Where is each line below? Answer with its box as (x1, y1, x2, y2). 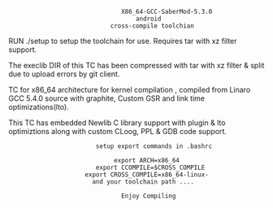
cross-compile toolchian (110, 22, 195, 30)
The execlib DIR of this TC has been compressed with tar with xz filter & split (8, 61, 265, 70)
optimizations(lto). (8, 102, 69, 111)
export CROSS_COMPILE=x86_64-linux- (84, 171, 209, 179)
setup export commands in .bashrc (95, 142, 213, 150)
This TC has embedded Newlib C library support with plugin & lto (8, 118, 226, 128)
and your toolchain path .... (92, 178, 195, 186)
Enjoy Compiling (120, 192, 176, 200)
